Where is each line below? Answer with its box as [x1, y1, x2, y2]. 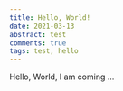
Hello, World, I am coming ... [9, 71, 115, 82]
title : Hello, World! [9, 13, 91, 23]
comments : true [9, 38, 67, 48]
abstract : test [9, 30, 67, 39]
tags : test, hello [9, 47, 79, 56]
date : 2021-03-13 [9, 22, 75, 31]
